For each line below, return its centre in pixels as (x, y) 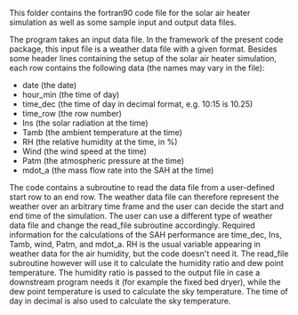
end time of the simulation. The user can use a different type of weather (141, 216)
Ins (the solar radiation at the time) (85, 123)
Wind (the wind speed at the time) (84, 151)
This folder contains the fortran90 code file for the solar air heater (130, 13)
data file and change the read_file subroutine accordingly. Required (132, 225)
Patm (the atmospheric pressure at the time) (103, 161)
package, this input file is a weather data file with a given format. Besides (143, 49)
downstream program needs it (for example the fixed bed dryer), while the (145, 282)
